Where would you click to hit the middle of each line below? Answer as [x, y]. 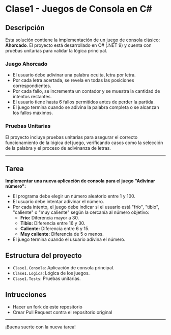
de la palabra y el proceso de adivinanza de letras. [58, 148]
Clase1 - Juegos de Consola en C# [79, 9]
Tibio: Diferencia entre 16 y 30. [53, 223]
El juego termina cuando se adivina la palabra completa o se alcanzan [86, 107]
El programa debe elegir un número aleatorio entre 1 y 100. [74, 196]
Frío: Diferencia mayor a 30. [50, 218]
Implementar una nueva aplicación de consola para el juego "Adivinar [80, 181]
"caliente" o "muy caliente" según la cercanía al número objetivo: [81, 212]
